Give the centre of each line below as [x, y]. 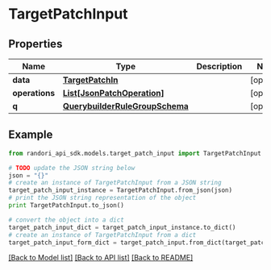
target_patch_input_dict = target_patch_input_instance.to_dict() [122, 227]
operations [33, 93]
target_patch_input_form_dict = [63, 243]
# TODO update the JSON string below [72, 168]
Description [219, 66]
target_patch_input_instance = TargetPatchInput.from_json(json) [120, 190]
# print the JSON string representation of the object [102, 198]
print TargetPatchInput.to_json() [67, 206]
